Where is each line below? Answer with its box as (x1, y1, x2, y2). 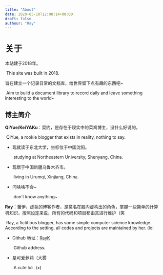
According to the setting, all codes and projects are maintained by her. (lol (5, 225, 154, 231)
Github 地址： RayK (12, 235, 50, 241)
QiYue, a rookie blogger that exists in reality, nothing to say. (6, 134, 126, 140)
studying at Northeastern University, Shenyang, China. (13, 154, 123, 160)
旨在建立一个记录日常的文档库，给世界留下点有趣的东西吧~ (5, 80, 123, 86)
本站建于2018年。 (5, 61, 41, 66)
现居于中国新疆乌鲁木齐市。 (12, 164, 68, 170)
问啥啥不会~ (12, 184, 37, 190)
